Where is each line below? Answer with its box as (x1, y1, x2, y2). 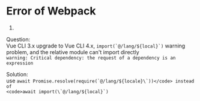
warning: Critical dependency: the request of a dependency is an (6, 55, 176, 61)
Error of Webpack (6, 4, 96, 18)
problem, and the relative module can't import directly (6, 48, 139, 55)
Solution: (6, 70, 28, 78)
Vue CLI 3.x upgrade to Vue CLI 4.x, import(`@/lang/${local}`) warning (6, 42, 186, 49)
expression (6, 60, 34, 66)
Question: (6, 35, 31, 43)
